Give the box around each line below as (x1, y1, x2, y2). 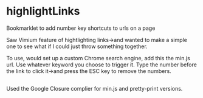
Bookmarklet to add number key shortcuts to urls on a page (6, 24, 156, 32)
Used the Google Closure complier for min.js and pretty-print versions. (6, 85, 183, 93)
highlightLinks (6, 4, 80, 18)
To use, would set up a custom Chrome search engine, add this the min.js (6, 54, 190, 61)
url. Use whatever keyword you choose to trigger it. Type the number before (6, 61, 198, 68)
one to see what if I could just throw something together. (6, 43, 148, 50)
